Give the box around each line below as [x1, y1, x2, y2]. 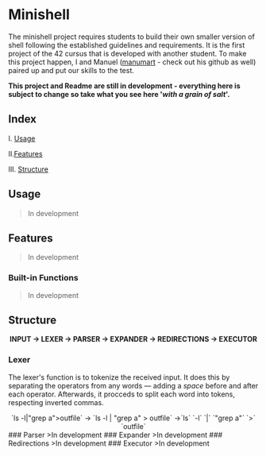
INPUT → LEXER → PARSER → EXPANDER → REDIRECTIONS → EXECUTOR [9, 334, 258, 344]
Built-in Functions [8, 272, 79, 284]
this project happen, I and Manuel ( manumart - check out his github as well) [8, 57, 256, 67]
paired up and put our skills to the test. [8, 65, 135, 75]
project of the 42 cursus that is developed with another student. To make [8, 48, 247, 58]
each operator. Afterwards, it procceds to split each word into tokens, [8, 389, 236, 399]
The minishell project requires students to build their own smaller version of [8, 32, 256, 41]
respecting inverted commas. [8, 397, 105, 407]
